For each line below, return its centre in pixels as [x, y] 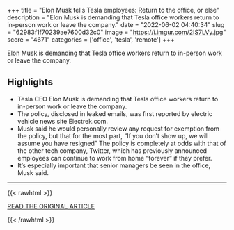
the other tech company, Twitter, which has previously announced [112, 150]
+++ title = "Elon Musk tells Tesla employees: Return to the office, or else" [114, 10]
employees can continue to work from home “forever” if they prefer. [115, 158]
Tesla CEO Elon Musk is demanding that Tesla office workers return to [118, 99]
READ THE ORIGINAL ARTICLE [51, 206]
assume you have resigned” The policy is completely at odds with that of [122, 143]
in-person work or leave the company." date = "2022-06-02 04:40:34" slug [116, 25]
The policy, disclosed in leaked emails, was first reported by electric [115, 113]
